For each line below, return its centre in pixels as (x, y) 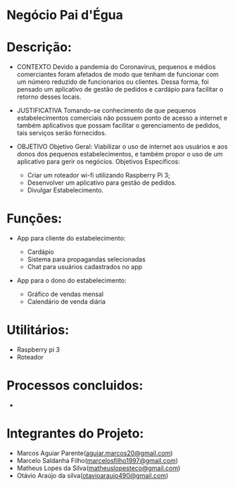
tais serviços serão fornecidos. (62, 133)
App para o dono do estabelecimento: (72, 281)
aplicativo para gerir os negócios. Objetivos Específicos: (99, 161)
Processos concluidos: (75, 386)
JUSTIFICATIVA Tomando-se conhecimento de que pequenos (106, 111)
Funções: (34, 219)
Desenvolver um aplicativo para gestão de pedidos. (102, 183)
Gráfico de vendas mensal (65, 294)
